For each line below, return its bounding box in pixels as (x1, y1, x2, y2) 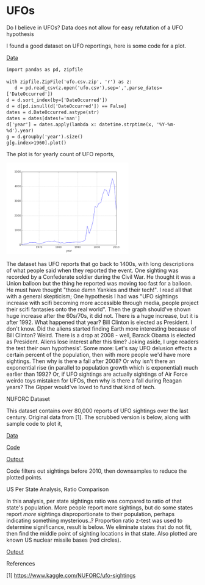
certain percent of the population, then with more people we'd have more (6, 351, 190, 358)
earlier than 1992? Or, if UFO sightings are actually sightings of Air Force (6, 370, 188, 378)
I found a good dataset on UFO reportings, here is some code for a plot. (6, 42, 187, 49)
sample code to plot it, (6, 420, 63, 427)
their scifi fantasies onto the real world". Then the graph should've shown (6, 306, 191, 313)
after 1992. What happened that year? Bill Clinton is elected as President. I (6, 318, 192, 326)
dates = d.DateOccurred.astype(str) (6, 109, 99, 115)
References (6, 559, 35, 567)
